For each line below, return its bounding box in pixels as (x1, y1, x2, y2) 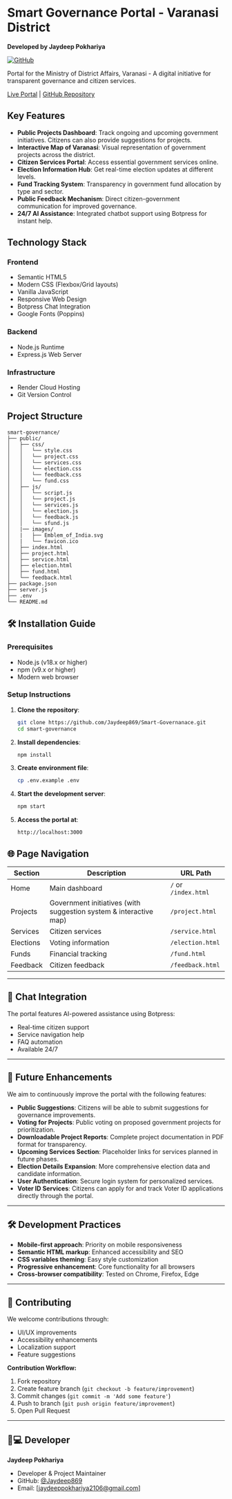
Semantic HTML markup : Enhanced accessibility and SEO (17, 1248, 184, 1256)
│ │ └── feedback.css (7, 471, 81, 478)
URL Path (180, 868, 212, 878)
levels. (17, 172, 36, 181)
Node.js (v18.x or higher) (17, 658, 88, 666)
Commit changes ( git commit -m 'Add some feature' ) (17, 1392, 171, 1400)
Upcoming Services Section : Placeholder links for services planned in (17, 1147, 218, 1156)
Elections (10, 938, 41, 948)
